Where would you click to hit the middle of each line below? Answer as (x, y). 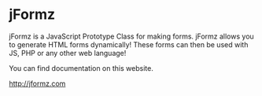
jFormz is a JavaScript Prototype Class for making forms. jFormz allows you (131, 36)
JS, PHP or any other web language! (68, 53)
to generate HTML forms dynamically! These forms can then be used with (129, 44)
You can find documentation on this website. (81, 68)
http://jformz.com (37, 83)
